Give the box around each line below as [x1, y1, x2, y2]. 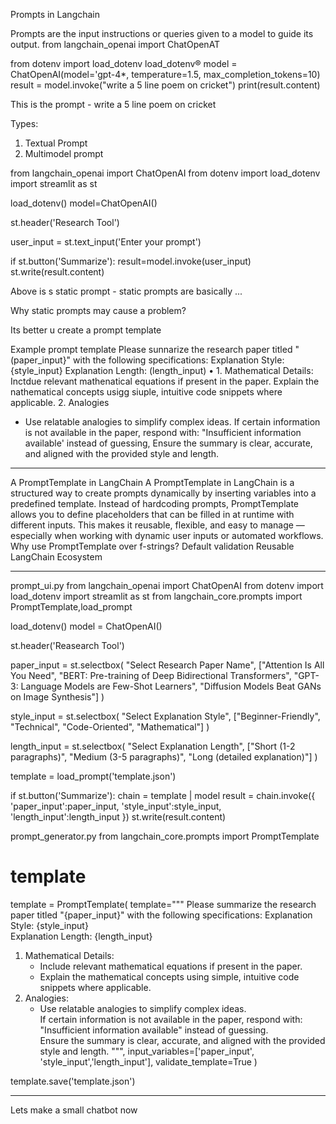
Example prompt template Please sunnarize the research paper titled [10, 344, 293, 355]
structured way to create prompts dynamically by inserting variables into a [10, 487, 317, 499]
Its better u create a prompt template [10, 324, 162, 336]
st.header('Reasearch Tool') [10, 640, 125, 651]
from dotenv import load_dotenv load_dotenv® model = [10, 58, 238, 69]
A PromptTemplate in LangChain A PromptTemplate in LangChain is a [10, 477, 295, 488]
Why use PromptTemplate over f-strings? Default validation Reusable [10, 540, 295, 552]
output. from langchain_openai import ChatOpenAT [10, 39, 221, 50]
